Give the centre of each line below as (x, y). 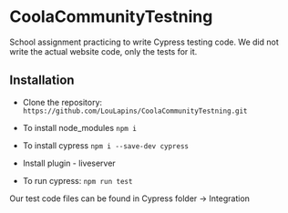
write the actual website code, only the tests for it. (103, 51)
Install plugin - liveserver (69, 163)
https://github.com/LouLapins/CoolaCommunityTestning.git (135, 111)
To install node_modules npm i (79, 127)
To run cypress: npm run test (77, 180)
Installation (42, 81)
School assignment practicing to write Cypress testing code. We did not (144, 42)
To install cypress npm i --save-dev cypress (106, 145)
